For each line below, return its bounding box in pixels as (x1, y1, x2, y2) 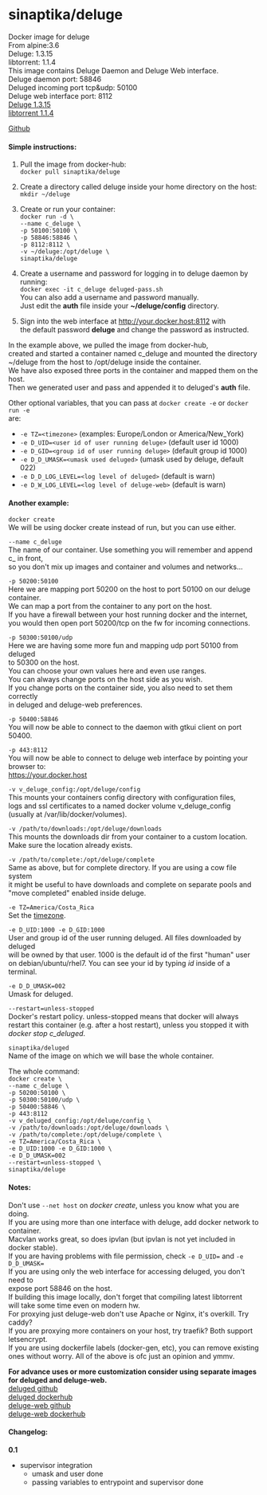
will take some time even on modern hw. (8, 1301, 141, 1310)
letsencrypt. (8, 1334, 48, 1344)
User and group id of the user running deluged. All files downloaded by (8, 933, 241, 943)
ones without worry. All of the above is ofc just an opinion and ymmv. (8, 1351, 235, 1360)
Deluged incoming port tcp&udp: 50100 (8, 82, 138, 92)
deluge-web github (8, 1400, 72, 1410)
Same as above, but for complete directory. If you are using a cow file (8, 863, 237, 873)
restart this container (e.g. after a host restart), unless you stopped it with (8, 1020, 249, 1030)
